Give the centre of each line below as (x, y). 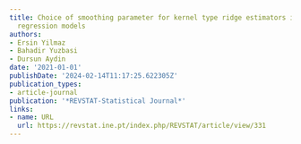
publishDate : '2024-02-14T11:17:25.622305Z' (94, 76)
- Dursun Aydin (38, 59)
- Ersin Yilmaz (38, 42)
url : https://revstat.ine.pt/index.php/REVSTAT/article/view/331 (142, 126)
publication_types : (46, 84)
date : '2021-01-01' (46, 68)
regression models (52, 26)
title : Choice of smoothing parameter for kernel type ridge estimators (148, 17)
